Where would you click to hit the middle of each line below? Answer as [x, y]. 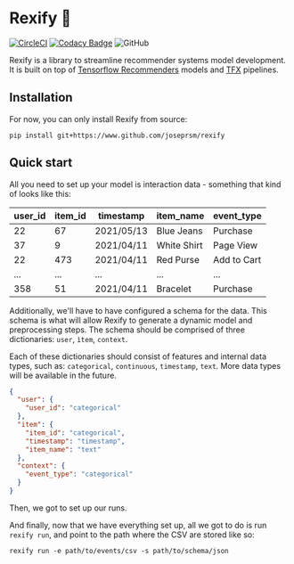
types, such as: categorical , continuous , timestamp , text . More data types [145, 365]
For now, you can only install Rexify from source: [98, 119]
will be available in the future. [63, 375]
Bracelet [174, 289]
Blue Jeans [180, 231]
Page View [235, 245]
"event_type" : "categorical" [79, 474]
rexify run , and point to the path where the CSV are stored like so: [132, 535]
